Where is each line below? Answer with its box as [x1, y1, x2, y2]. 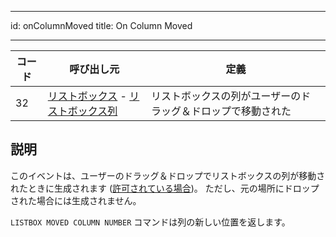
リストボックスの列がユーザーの [150, 89, 302, 103]
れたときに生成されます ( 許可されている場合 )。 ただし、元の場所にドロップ [10, 182, 320, 194]
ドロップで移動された [190, 104, 292, 118]
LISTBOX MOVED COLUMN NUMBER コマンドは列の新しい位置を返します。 [10, 216, 291, 228]
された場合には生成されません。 [10, 194, 142, 206]
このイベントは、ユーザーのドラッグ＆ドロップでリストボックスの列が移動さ [10, 169, 326, 181]
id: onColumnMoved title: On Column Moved [10, 20, 193, 31]
